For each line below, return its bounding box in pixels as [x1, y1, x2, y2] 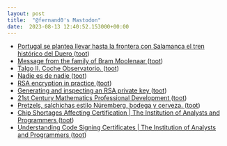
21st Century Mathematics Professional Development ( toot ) [17, 94, 187, 102]
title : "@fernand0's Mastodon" [7, 17, 101, 24]
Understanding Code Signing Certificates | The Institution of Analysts [17, 123, 217, 132]
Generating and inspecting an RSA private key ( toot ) [17, 86, 167, 95]
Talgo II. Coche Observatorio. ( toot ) [17, 64, 120, 73]
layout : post [7, 10, 45, 17]
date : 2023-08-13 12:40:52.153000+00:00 [7, 23, 130, 30]
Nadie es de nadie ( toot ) [17, 72, 87, 80]
